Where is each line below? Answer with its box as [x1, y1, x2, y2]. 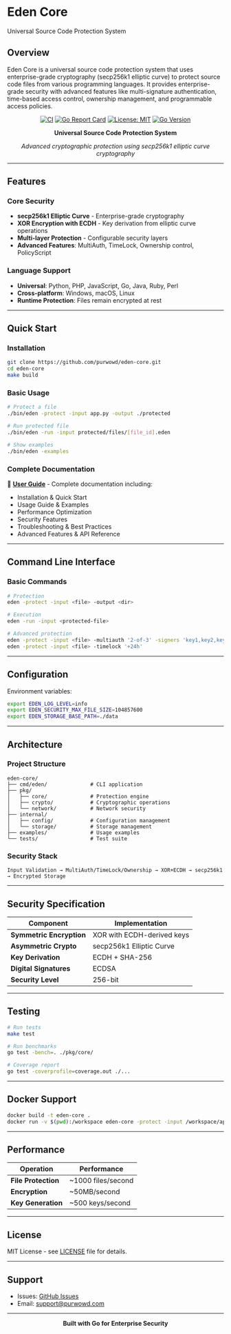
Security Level [10, 975, 59, 984]
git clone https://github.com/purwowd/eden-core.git [7, 359, 162, 366]
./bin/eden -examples [7, 447, 69, 455]
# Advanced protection [7, 630, 72, 638]
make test [7, 1030, 36, 1038]
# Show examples [7, 441, 54, 448]
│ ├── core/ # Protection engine [7, 793, 149, 800]
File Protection [10, 1176, 60, 1186]
